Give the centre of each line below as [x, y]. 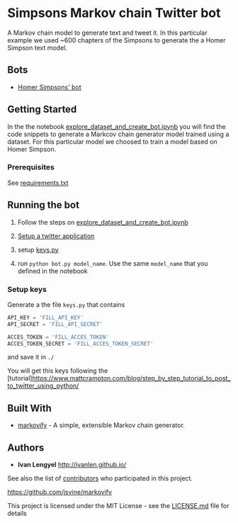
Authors [26, 448]
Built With [29, 408]
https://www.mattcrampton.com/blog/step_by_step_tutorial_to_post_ [131, 378]
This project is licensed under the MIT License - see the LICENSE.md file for [118, 506]
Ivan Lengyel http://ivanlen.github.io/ [72, 465]
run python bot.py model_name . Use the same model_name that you [113, 263]
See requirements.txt [38, 183]
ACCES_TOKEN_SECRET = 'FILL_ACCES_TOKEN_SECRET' [80, 344]
